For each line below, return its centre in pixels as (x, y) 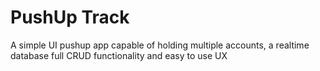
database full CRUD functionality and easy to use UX (119, 55)
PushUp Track (70, 17)
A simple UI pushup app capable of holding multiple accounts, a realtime (160, 45)
